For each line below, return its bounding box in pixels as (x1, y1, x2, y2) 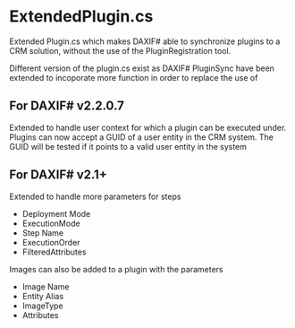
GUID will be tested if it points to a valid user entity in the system (9, 141, 248, 151)
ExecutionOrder (21, 237, 80, 247)
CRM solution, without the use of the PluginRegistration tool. (9, 45, 232, 56)
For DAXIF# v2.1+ (9, 168, 107, 183)
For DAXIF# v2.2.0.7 (9, 99, 125, 114)
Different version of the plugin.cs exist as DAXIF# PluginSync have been (9, 63, 275, 73)
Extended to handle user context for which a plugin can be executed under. (9, 122, 287, 133)
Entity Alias (21, 290, 64, 301)
